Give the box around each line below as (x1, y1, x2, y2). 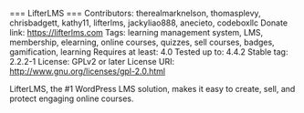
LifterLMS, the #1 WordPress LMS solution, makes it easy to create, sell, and (9, 84, 296, 94)
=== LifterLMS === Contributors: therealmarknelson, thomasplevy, (9, 8, 262, 18)
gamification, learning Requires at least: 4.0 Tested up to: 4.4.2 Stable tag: (9, 46, 288, 57)
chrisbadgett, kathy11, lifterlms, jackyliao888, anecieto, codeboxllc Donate (9, 17, 288, 28)
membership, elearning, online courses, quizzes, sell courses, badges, (9, 36, 276, 47)
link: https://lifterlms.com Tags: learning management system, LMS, (9, 27, 264, 37)
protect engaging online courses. (9, 93, 134, 104)
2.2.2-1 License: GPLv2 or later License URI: (9, 56, 175, 67)
